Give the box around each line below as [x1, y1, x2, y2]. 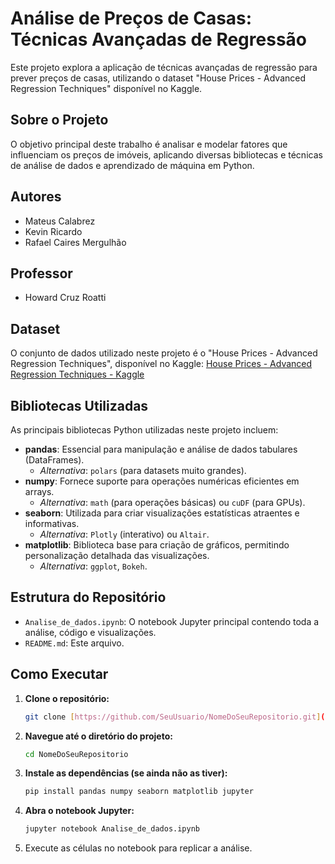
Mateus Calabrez [24, 215, 96, 227]
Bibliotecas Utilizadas [10, 397, 149, 414]
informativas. [24, 518, 80, 529]
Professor [10, 265, 73, 282]
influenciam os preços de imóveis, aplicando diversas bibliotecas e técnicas [10, 148, 323, 161]
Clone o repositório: [24, 692, 110, 704]
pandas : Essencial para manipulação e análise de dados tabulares [24, 443, 298, 455]
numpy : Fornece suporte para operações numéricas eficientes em [24, 475, 300, 487]
